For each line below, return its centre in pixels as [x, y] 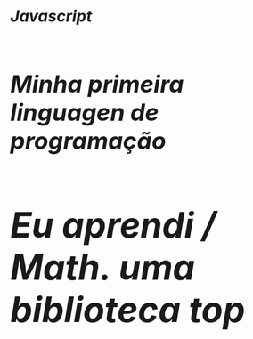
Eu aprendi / [113, 225]
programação [88, 140]
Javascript [51, 16]
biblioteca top [128, 309]
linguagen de [85, 112]
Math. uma [102, 266]
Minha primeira [97, 84]
